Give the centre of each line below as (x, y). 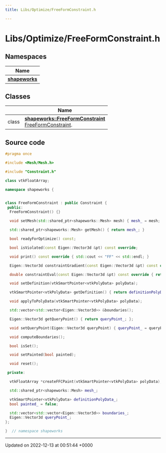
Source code (25, 142)
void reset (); (24, 364)
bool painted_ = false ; (34, 404)
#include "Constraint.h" (31, 172)
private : (16, 373)
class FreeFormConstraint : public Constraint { (56, 203)
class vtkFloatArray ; (27, 181)
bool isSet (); (24, 346)
